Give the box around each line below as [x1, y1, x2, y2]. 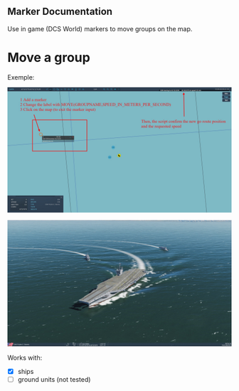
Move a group [7, 50, 90, 65]
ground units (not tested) [17, 375, 91, 383]
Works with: [7, 353, 43, 362]
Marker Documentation [7, 6, 112, 18]
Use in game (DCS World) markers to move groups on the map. [7, 24, 193, 33]
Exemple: [7, 73, 35, 81]
